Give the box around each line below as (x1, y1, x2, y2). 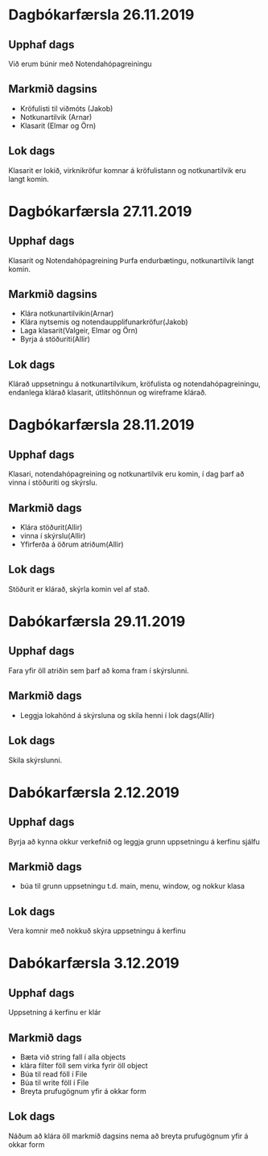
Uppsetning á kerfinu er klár (8, 1008, 101, 1018)
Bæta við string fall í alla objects (19, 1052, 126, 1062)
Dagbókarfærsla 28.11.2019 (8, 416, 195, 434)
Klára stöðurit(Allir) (19, 522, 83, 532)
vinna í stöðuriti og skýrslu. (8, 477, 98, 488)
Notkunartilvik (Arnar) (19, 112, 93, 122)
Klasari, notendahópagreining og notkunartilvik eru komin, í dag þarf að (8, 469, 245, 479)
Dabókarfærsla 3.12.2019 (8, 954, 179, 972)
